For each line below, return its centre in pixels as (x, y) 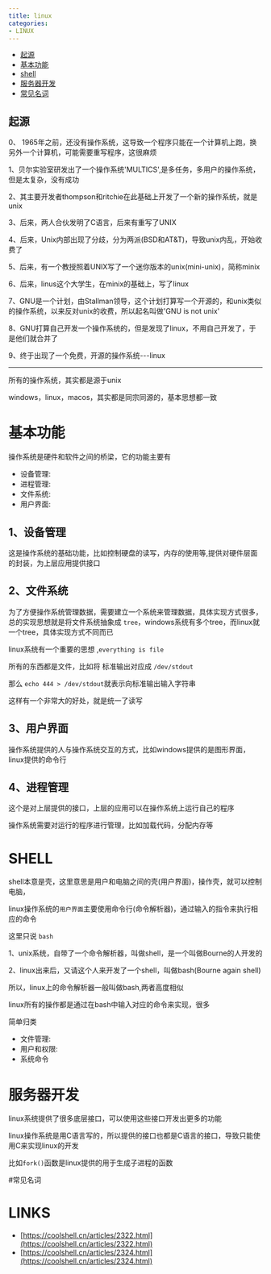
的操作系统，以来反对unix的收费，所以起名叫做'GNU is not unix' (114, 311)
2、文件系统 (38, 591)
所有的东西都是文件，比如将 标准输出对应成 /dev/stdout (101, 666)
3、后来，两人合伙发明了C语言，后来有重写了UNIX (93, 223)
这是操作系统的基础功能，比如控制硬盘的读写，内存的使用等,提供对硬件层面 (133, 552)
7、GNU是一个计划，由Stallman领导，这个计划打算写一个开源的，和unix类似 (135, 301)
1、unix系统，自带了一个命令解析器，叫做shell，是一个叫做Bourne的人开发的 (135, 953)
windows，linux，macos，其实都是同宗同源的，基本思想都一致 (113, 398)
